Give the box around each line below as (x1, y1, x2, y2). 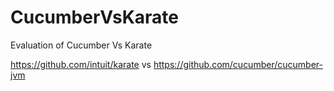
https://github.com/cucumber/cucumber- (153, 58, 323, 70)
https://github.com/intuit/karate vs (10, 58, 152, 70)
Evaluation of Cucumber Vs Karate (10, 39, 153, 51)
